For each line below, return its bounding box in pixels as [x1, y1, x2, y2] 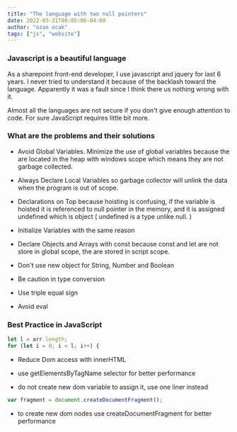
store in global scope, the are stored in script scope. [17, 247, 170, 256]
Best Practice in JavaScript [7, 319, 103, 329]
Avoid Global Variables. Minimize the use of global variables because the [17, 147, 230, 156]
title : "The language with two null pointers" [7, 10, 147, 18]
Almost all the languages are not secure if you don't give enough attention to [7, 106, 231, 114]
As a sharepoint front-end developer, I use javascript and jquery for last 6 [7, 69, 221, 78]
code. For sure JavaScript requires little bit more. [7, 113, 150, 122]
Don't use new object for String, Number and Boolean [17, 261, 175, 269]
